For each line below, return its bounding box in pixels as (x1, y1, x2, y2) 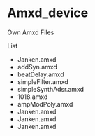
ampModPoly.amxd (17, 100, 73, 108)
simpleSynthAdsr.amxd (17, 85, 85, 93)
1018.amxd (17, 93, 48, 101)
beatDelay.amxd (17, 70, 64, 79)
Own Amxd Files (7, 28, 54, 36)
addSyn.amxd (17, 62, 57, 71)
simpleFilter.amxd (17, 77, 68, 86)
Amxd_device (7, 5, 89, 21)
